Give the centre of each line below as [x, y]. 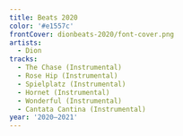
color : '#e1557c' [42, 26]
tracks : [24, 59]
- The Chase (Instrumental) [70, 68]
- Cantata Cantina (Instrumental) [82, 109]
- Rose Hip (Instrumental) [68, 76]
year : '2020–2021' [44, 117]
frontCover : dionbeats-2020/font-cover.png [92, 34]
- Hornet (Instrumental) [64, 92]
